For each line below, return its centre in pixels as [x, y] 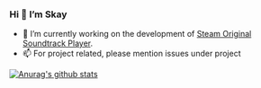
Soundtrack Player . [58, 43]
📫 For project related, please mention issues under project [131, 54]
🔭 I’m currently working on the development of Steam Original [137, 34]
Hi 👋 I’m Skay [38, 14]
